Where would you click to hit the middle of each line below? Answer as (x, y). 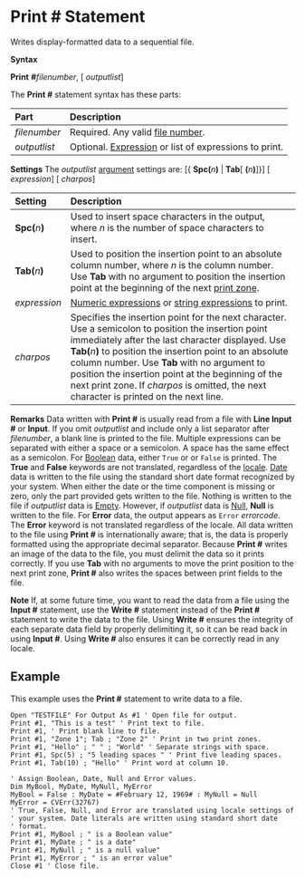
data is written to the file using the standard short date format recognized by (152, 477)
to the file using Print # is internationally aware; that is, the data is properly (149, 534)
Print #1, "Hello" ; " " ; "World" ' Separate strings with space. (140, 747)
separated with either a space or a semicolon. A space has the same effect (150, 448)
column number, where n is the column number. (172, 265)
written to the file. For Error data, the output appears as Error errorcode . (146, 515)
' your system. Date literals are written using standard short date (144, 818)
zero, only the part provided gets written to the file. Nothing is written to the (151, 496)
